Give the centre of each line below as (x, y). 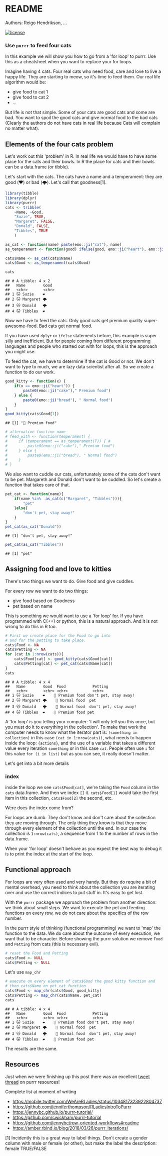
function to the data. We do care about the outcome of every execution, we (82, 933)
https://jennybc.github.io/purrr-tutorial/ (53, 1112)
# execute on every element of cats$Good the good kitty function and (80, 981)
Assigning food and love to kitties (58, 569)
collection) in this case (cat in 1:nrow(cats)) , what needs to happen (78, 737)
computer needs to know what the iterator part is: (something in (71, 732)
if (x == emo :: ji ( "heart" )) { (44, 386)
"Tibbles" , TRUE (31, 231)
